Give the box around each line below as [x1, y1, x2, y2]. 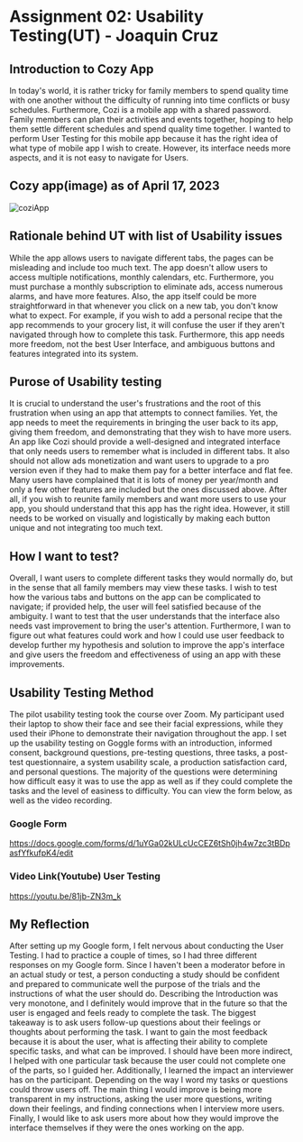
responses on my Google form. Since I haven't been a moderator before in [9, 960, 286, 971]
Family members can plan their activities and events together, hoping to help [9, 114, 294, 124]
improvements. [9, 659, 65, 670]
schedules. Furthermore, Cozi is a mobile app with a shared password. [9, 105, 271, 114]
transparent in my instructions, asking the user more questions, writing [9, 1093, 272, 1105]
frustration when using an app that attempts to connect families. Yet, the [9, 407, 278, 418]
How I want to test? [9, 548, 120, 564]
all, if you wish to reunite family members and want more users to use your [9, 494, 287, 505]
